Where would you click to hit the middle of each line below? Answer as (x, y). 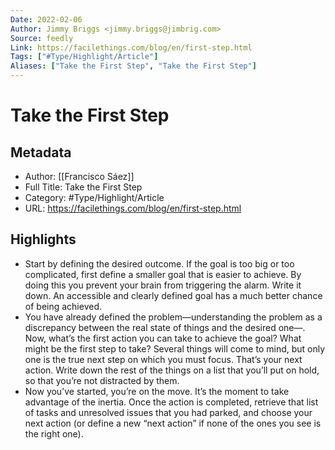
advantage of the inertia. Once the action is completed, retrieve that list (171, 402)
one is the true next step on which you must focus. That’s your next (163, 359)
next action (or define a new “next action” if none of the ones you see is (173, 423)
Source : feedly (42, 38)
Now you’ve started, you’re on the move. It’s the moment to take (157, 391)
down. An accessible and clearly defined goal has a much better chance (173, 295)
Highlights (43, 239)
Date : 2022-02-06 (46, 19)
